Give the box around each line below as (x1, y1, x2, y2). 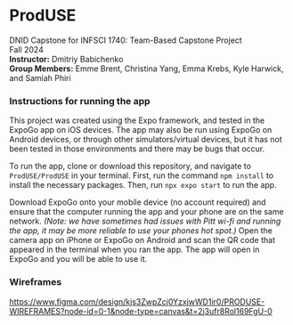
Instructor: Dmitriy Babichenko (9, 53, 124, 64)
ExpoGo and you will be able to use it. (9, 254, 148, 264)
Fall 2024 (9, 44, 45, 54)
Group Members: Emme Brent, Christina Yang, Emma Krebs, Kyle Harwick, (9, 63, 284, 74)
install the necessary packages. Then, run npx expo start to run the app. (9, 180, 278, 191)
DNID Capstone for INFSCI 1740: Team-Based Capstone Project (9, 35, 242, 45)
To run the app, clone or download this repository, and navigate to (9, 161, 252, 172)
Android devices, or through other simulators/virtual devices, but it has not (9, 134, 282, 145)
